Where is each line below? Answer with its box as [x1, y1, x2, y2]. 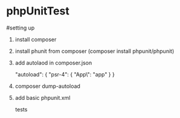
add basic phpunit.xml [14, 94, 71, 101]
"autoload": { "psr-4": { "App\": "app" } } [14, 70, 115, 78]
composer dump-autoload [14, 82, 80, 90]
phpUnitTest [6, 4, 69, 18]
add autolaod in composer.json [14, 59, 92, 66]
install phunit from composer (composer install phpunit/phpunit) [14, 47, 175, 55]
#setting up [6, 24, 35, 31]
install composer [14, 36, 57, 43]
